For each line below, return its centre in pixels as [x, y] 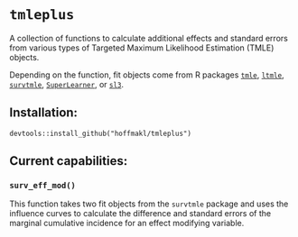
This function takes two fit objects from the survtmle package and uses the [149, 204]
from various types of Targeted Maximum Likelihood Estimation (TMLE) [142, 48]
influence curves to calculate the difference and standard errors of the [140, 214]
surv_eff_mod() [43, 186]
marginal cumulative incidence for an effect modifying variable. [127, 223]
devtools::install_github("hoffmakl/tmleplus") [101, 133]
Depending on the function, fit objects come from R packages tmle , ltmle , [147, 75]
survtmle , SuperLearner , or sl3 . [67, 84]
